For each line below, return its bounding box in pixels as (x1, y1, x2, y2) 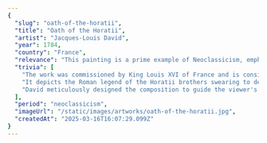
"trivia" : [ (14, 64, 55, 71)
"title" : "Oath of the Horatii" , (14, 26, 126, 34)
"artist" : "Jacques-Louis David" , (14, 33, 129, 42)
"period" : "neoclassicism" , (14, 100, 108, 108)
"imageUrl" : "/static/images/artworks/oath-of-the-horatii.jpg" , (14, 108, 237, 116)
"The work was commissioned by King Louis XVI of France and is (22, 71, 240, 79)
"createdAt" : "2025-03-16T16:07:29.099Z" (14, 115, 155, 123)
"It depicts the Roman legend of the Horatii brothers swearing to (22, 78, 250, 86)
